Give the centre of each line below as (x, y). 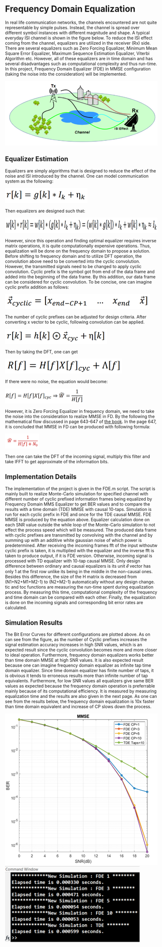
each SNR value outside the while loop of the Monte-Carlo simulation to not (80, 524)
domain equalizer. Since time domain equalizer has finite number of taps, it (79, 671)
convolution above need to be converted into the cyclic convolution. (73, 261)
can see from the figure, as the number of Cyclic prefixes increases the (76, 640)
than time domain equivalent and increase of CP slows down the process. (78, 707)
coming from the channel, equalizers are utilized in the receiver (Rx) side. (78, 43)
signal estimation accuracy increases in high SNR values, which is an (74, 645)
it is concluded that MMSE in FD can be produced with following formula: (78, 426)
